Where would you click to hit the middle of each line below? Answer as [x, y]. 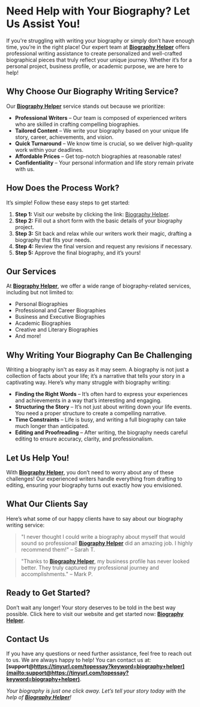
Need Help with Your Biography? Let [98, 11]
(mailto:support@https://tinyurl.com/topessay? [68, 673]
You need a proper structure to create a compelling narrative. [91, 413]
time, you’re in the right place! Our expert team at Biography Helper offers [98, 47]
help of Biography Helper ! [39, 697]
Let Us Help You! [38, 458]
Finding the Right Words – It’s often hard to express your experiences [101, 394]
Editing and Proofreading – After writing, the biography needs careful [101, 433]
